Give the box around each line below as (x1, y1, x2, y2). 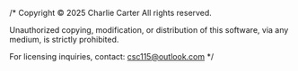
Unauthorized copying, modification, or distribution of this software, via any (9, 25, 289, 35)
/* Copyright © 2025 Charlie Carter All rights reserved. (9, 8, 213, 18)
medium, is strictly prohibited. (9, 35, 119, 44)
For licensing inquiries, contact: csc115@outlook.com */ (9, 51, 214, 61)
